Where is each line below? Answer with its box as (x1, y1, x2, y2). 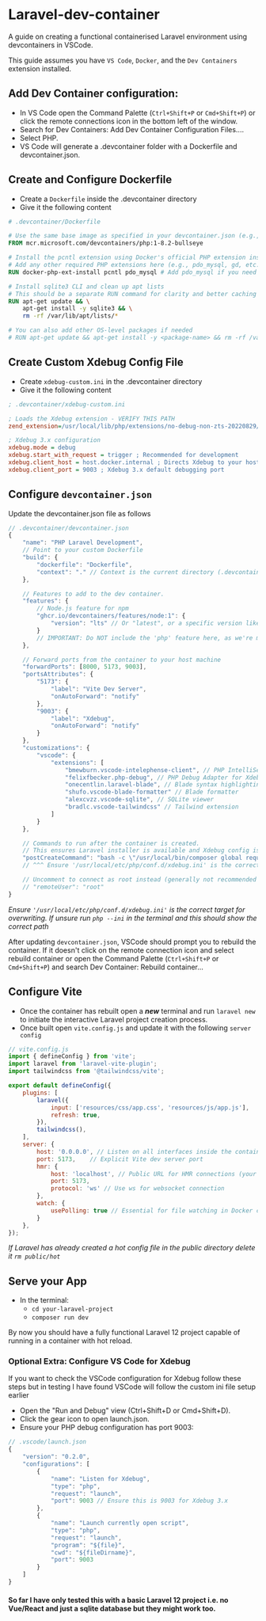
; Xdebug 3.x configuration (8, 436, 101, 444)
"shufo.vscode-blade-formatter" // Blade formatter (64, 788, 239, 797)
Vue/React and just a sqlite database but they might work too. (8, 1604, 216, 1613)
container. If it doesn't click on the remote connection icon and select (8, 945, 235, 955)
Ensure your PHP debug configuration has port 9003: (19, 1423, 194, 1433)
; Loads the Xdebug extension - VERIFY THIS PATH (8, 414, 176, 423)
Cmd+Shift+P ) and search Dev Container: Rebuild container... (8, 962, 204, 972)
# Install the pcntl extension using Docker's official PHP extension (8, 253, 246, 262)
